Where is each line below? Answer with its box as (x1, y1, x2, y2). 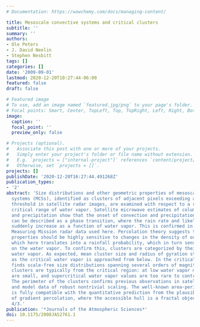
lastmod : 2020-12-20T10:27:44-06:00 (6, 75, 97, 81)
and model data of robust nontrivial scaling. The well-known (11, 284, 169, 290)
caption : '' (11, 118, 42, 125)
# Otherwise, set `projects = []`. (6, 162, 100, 168)
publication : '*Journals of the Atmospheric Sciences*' (6, 306, 148, 312)
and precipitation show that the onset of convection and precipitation (11, 212, 196, 218)
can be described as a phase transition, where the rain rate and (11, 218, 180, 224)
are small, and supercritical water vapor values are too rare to (11, 273, 180, 279)
